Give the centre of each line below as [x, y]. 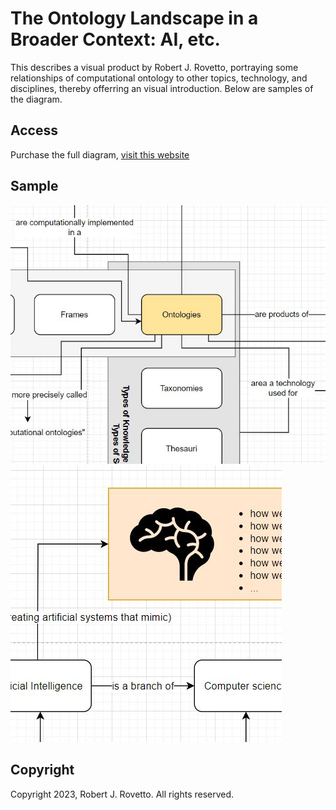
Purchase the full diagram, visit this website [100, 154]
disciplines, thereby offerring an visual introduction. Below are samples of [162, 88]
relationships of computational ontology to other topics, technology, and [159, 78]
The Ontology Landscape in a [134, 18]
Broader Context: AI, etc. [115, 39]
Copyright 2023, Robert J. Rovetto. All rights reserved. [122, 794]
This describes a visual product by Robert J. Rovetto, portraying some [154, 67]
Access [34, 130]
